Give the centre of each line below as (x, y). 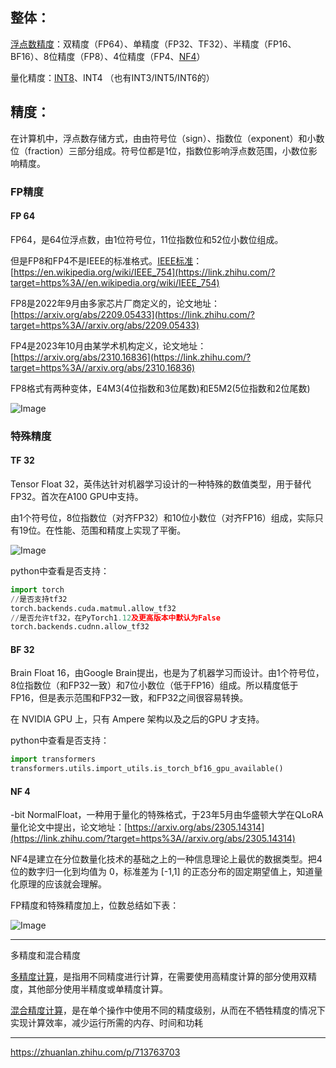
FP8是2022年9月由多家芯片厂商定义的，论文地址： (115, 303)
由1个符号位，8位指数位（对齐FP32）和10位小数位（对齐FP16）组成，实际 (162, 517)
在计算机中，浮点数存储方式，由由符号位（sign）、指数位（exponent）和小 (163, 138)
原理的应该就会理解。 (62, 884)
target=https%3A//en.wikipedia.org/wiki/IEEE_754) (115, 282)
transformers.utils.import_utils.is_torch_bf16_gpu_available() (147, 769)
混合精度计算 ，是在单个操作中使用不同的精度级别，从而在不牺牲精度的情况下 (168, 1010)
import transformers (53, 759)
